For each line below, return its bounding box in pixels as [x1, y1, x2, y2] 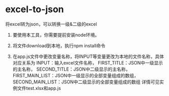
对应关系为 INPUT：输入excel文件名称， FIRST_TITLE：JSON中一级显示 [12, 59, 163, 66]
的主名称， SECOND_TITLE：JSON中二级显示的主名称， [12, 66, 131, 72]
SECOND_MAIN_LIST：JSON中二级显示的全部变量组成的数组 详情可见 [12, 79, 160, 85]
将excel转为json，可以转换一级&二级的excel [5, 21, 97, 27]
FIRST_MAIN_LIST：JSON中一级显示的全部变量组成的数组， [12, 72, 139, 78]
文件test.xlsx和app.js [17, 85, 61, 91]
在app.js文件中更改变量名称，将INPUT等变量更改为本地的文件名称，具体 [12, 53, 164, 59]
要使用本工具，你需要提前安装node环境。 [12, 31, 100, 38]
